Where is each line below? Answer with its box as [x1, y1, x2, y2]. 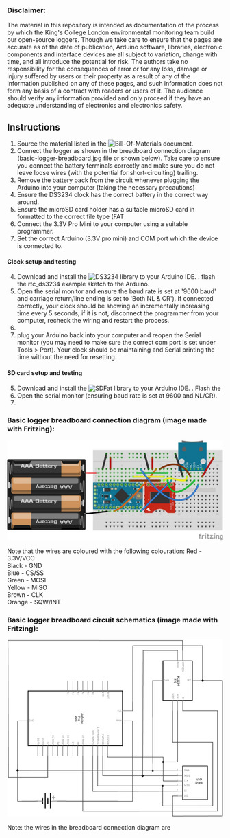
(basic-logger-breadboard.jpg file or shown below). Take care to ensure [16, 154, 220, 163]
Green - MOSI [7, 576, 47, 585]
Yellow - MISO [7, 583, 48, 592]
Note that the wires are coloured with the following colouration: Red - [7, 547, 202, 555]
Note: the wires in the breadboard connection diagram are [7, 824, 171, 832]
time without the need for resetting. [16, 353, 117, 361]
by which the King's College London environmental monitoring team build [7, 28, 214, 36]
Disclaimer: [7, 5, 47, 15]
